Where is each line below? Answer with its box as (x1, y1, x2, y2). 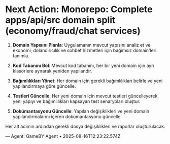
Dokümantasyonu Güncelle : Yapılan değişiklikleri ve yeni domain (12, 108, 150, 114)
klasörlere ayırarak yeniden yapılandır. (12, 67, 92, 74)
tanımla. (12, 52, 29, 59)
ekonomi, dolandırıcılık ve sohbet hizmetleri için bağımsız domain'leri (12, 47, 157, 53)
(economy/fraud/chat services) (5, 25, 141, 37)
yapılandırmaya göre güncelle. (12, 83, 76, 89)
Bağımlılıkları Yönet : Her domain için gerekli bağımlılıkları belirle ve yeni (12, 78, 163, 84)
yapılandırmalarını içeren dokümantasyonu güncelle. (12, 113, 122, 120)
